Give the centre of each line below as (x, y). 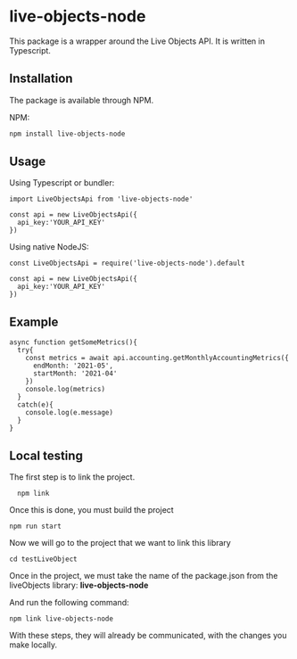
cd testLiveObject (43, 559)
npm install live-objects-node (67, 134)
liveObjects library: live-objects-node (79, 585)
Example (34, 321)
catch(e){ (35, 405)
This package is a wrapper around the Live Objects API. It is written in (137, 41)
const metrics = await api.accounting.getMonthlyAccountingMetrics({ (157, 358)
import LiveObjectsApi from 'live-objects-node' (101, 199)
